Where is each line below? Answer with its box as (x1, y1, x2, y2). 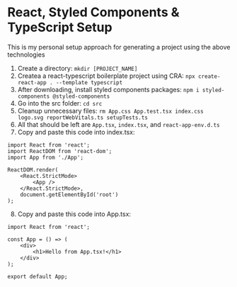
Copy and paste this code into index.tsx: (17, 128, 136, 136)
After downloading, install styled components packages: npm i (17, 85, 200, 94)
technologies (7, 50, 45, 59)
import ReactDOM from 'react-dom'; (7, 147, 112, 154)
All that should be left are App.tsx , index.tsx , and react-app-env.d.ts (17, 120, 221, 128)
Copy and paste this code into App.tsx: (17, 210, 132, 218)
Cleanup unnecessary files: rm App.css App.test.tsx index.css (17, 106, 204, 115)
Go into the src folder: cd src (17, 99, 103, 107)
